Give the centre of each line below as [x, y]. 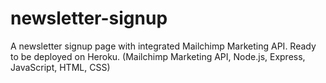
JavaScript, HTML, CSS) [60, 67]
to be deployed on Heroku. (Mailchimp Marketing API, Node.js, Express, [158, 56]
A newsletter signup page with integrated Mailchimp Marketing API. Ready [163, 46]
